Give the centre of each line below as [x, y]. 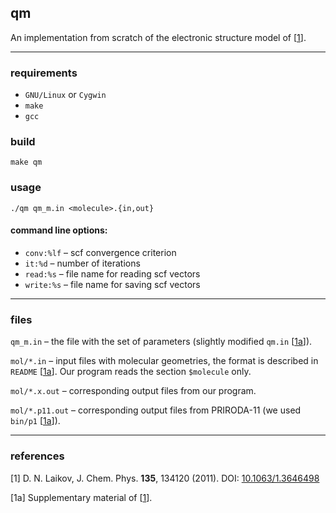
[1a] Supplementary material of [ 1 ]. [81, 497]
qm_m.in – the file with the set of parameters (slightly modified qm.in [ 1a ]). [161, 342]
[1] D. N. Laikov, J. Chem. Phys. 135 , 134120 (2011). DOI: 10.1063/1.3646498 [165, 478]
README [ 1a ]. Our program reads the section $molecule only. [131, 372]
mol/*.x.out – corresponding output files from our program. [133, 391]
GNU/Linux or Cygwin [65, 95]
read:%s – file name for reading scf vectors [112, 273]
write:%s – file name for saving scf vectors [112, 284]
